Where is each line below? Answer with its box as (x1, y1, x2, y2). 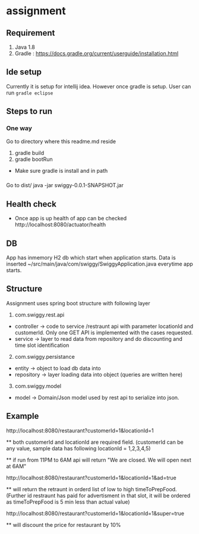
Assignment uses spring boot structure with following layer (6, 299, 150, 307)
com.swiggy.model (14, 382, 61, 390)
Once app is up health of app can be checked (14, 215, 127, 222)
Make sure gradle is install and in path (14, 167, 108, 174)
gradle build (14, 149, 45, 156)
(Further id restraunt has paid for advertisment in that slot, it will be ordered (6, 492, 191, 499)
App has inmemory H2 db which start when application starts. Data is (6, 254, 176, 261)
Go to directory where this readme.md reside (6, 138, 116, 145)
